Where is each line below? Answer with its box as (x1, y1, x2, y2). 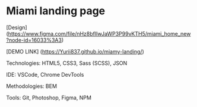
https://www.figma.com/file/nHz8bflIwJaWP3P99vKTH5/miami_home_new (8, 30, 191, 37)
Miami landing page (6, 4, 106, 18)
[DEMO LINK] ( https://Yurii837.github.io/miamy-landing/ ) (6, 48, 144, 55)
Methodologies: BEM (6, 82, 58, 90)
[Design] (6, 24, 28, 31)
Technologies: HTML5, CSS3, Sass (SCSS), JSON (6, 59, 128, 67)
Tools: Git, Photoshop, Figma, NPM (6, 94, 92, 101)
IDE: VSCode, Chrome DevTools (6, 71, 84, 78)
